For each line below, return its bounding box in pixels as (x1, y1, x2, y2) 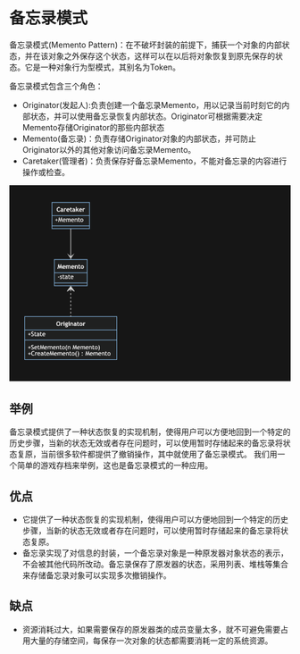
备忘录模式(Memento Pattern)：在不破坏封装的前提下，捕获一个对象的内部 (9, 39, 283, 50)
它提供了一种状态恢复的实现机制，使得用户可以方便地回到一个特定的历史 (21, 515, 288, 525)
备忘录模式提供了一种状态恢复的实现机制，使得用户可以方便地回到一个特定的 (9, 426, 291, 438)
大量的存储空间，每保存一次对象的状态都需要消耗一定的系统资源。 (29, 635, 273, 646)
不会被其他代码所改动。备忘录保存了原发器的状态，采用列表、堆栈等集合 (21, 559, 288, 570)
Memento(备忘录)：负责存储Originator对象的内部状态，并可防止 (21, 133, 257, 144)
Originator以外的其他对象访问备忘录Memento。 (21, 144, 196, 155)
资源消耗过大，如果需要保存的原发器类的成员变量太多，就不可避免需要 (21, 624, 281, 634)
